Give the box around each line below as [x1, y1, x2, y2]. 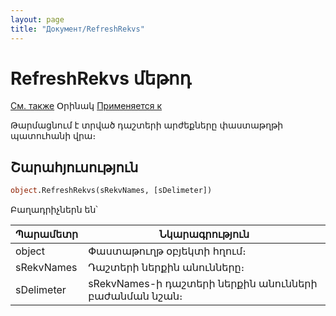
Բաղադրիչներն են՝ [10, 204, 98, 216]
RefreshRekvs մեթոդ [10, 67, 192, 90]
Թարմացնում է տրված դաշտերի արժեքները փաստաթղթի [10, 119, 284, 131]
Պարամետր [15, 227, 79, 241]
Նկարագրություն [158, 227, 250, 241]
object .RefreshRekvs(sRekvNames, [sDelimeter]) [10, 186, 213, 196]
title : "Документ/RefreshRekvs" [10, 24, 145, 34]
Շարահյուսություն [10, 159, 139, 176]
